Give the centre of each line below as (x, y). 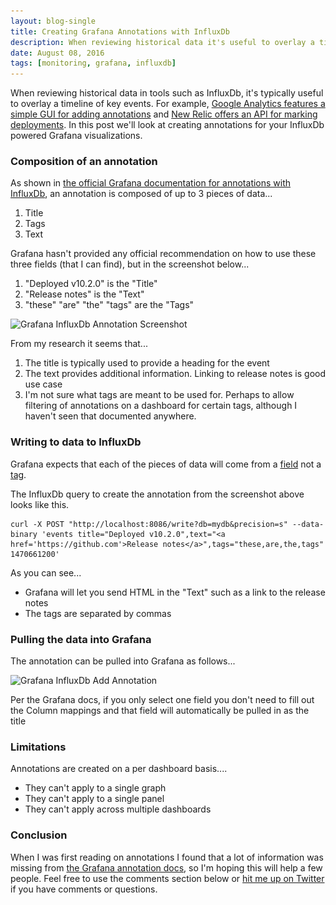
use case (43, 384)
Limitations (38, 747)
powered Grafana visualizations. (76, 136)
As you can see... (46, 572)
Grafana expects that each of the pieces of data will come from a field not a (166, 464)
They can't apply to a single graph (95, 788)
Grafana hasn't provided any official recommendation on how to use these (163, 254)
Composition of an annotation (84, 162)
